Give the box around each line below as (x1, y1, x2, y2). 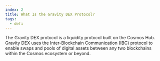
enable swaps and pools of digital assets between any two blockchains (5, 45, 151, 51)
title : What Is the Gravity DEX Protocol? (5, 12, 95, 17)
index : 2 (5, 7, 23, 12)
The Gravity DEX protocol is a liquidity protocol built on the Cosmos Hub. (5, 35, 155, 41)
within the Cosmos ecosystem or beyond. (5, 51, 91, 57)
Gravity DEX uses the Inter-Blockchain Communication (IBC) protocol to (5, 40, 153, 46)
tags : (5, 16, 16, 21)
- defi (9, 21, 23, 26)
